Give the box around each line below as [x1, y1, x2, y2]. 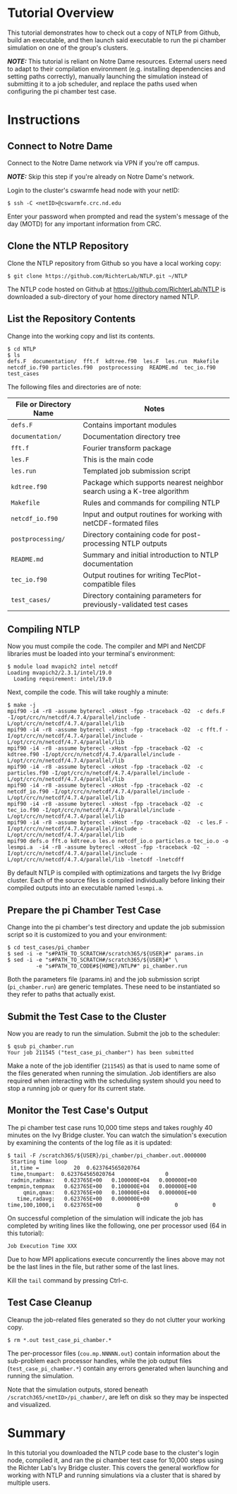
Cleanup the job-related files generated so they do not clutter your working [7, 1315, 226, 1324]
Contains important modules [83, 420, 177, 430]
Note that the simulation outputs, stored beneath [7, 1385, 148, 1394]
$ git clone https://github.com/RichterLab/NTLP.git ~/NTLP [7, 272, 188, 280]
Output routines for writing [83, 570, 171, 580]
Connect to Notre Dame [7, 140, 113, 152]
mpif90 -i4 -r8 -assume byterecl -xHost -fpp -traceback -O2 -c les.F [7, 819, 222, 826]
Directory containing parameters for [83, 590, 202, 600]
